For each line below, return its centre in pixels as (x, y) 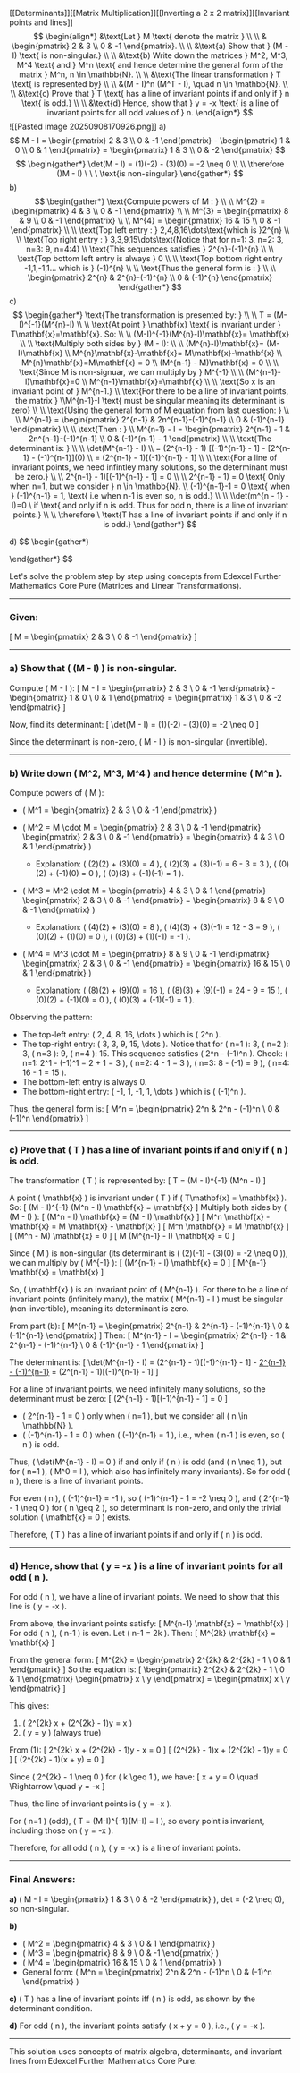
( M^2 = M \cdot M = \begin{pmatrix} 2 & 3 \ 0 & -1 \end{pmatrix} (142, 827)
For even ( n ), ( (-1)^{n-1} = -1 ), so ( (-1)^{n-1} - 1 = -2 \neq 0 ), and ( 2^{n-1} (150, 1498)
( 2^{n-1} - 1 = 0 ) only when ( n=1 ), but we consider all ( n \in (135, 1416)
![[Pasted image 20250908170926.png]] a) (88, 126)
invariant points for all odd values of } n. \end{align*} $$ (150, 112)
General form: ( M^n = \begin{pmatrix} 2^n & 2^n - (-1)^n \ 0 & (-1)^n (147, 1972)
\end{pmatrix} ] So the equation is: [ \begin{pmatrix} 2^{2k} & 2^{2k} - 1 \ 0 (147, 1669)
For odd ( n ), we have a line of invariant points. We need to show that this (145, 1597)
